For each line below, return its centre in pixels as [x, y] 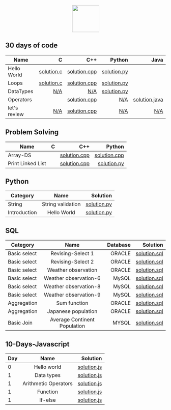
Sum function [72, 303]
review [16, 114]
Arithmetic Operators [48, 384]
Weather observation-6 [72, 278]
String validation [61, 204]
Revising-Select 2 [72, 262]
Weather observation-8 [72, 286]
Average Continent [73, 319]
